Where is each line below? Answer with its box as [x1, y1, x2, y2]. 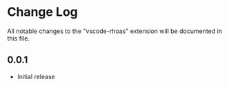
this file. [7, 34, 30, 42]
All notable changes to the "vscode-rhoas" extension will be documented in [7, 27, 223, 35]
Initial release [17, 72, 55, 80]
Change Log [7, 4, 78, 20]
